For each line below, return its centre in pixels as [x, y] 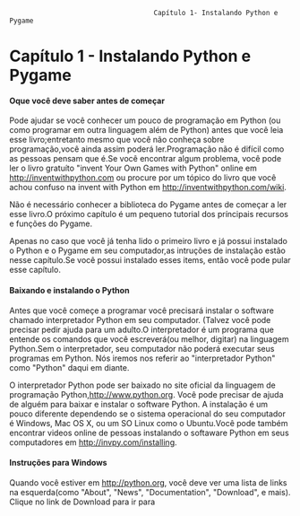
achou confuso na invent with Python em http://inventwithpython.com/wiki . [148, 188]
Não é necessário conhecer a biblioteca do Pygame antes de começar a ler [148, 205]
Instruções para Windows [58, 463]
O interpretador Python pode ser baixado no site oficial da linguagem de [142, 385]
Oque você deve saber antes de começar [87, 101]
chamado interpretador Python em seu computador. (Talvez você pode [140, 319]
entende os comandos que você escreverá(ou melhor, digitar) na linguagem [149, 339]
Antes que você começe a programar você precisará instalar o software [142, 310]
